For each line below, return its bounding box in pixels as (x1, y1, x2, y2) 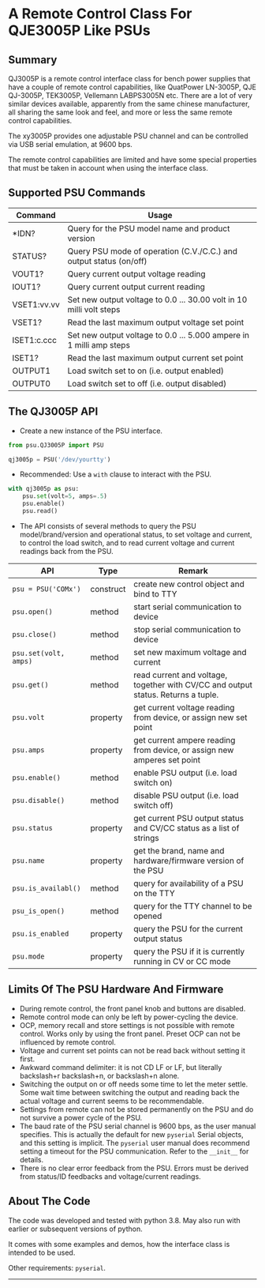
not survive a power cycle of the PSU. (19, 1113, 143, 1122)
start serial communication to (133, 601, 242, 612)
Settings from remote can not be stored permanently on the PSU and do (19, 1104, 254, 1114)
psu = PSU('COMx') (12, 584, 81, 593)
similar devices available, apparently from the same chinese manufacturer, (8, 100, 250, 108)
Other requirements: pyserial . (8, 1263, 106, 1272)
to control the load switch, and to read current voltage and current (19, 538, 235, 548)
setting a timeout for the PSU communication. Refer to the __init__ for (19, 1147, 249, 1156)
